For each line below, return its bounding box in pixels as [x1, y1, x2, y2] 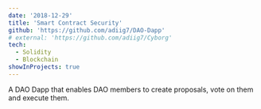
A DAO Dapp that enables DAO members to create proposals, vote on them [8, 85, 254, 94]
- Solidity [15, 48, 52, 56]
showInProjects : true [8, 63, 80, 71]
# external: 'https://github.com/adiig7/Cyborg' [8, 33, 173, 42]
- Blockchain [15, 56, 59, 64]
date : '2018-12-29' [8, 11, 73, 20]
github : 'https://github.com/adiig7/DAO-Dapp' [8, 26, 166, 34]
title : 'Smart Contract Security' [8, 19, 123, 27]
